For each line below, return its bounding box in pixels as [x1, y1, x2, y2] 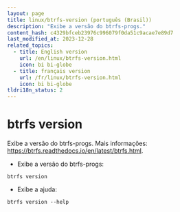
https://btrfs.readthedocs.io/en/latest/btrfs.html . [7, 147, 144, 155]
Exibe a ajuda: [16, 185, 57, 193]
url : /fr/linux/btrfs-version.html [19, 74, 122, 81]
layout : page [7, 10, 45, 17]
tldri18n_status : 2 [7, 87, 63, 94]
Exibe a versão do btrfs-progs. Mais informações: [7, 139, 148, 148]
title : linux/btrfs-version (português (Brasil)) [7, 17, 153, 23]
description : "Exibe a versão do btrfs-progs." [7, 23, 146, 30]
